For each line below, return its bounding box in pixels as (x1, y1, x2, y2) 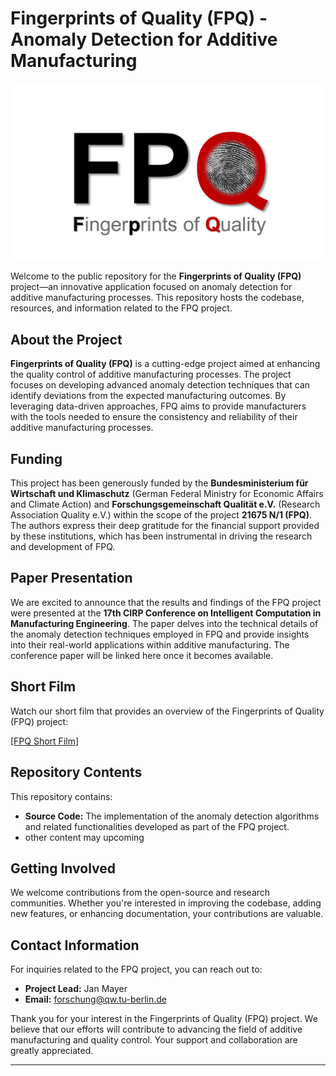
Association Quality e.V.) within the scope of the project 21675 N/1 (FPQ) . (10, 509, 312, 521)
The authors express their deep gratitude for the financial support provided (10, 520, 320, 532)
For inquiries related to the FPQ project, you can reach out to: (10, 963, 263, 976)
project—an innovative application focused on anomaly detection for (10, 281, 293, 293)
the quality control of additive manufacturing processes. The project (10, 368, 292, 381)
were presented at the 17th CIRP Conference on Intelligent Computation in (10, 607, 322, 619)
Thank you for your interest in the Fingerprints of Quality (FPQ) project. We (10, 1013, 318, 1025)
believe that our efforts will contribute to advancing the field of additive (10, 1023, 303, 1036)
